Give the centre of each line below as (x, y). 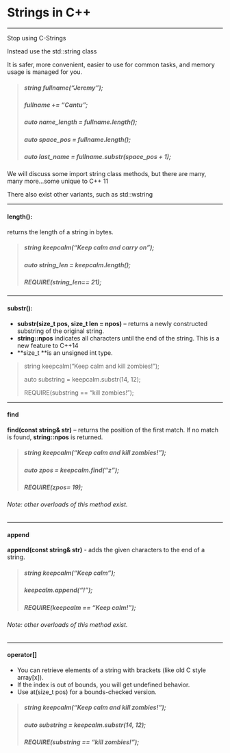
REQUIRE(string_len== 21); (63, 282)
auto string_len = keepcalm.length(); (77, 264)
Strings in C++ (49, 13)
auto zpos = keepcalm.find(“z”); (72, 470)
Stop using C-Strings (37, 38)
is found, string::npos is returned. (55, 437)
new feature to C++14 (48, 345)
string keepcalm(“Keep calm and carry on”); (89, 247)
